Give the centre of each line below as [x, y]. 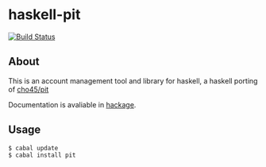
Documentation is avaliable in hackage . [72, 104]
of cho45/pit [29, 89]
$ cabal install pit [42, 155]
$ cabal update [33, 148]
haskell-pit [44, 15]
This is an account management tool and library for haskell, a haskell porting [133, 80]
